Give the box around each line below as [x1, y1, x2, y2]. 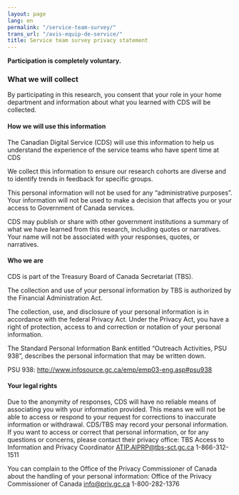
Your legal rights [7, 382, 58, 390]
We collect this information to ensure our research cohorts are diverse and [7, 167, 227, 175]
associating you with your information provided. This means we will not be [7, 405, 226, 414]
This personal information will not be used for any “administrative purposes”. [7, 188, 233, 197]
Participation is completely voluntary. [7, 56, 121, 65]
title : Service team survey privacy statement [7, 37, 148, 44]
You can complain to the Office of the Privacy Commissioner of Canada [7, 464, 218, 473]
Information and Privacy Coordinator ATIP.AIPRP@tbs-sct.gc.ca [7, 443, 195, 451]
